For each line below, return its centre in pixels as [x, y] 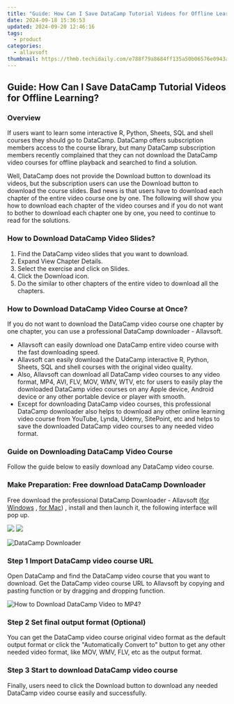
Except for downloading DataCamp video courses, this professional [114, 404]
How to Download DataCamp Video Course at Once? [97, 308]
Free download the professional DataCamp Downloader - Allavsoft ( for [108, 500]
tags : [15, 33]
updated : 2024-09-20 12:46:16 [51, 26]
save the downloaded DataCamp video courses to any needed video [116, 426]
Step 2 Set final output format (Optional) [77, 622]
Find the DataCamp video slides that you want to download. [103, 253]
